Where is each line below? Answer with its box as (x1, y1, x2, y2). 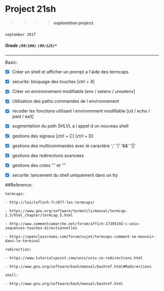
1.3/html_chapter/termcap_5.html (5, 213, 73, 218)
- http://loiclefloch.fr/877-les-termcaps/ (5, 200, 95, 205)
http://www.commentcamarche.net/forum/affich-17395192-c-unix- (9, 221, 141, 226)
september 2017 (5, 32, 36, 37)
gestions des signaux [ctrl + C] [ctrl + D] (12, 133, 94, 139)
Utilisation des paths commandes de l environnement (12, 98, 120, 104)
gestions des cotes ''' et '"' (12, 162, 67, 168)
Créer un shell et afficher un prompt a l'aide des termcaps (12, 69, 129, 75)
